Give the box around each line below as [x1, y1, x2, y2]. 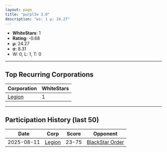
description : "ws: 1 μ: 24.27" [5, 16, 70, 21]
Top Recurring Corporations [5, 70, 94, 78]
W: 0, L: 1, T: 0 [12, 51, 42, 57]
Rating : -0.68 [12, 35, 40, 41]
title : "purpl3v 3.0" [5, 12, 50, 17]
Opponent [93, 130, 118, 137]
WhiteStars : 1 [12, 30, 41, 36]
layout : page [5, 7, 32, 12]
